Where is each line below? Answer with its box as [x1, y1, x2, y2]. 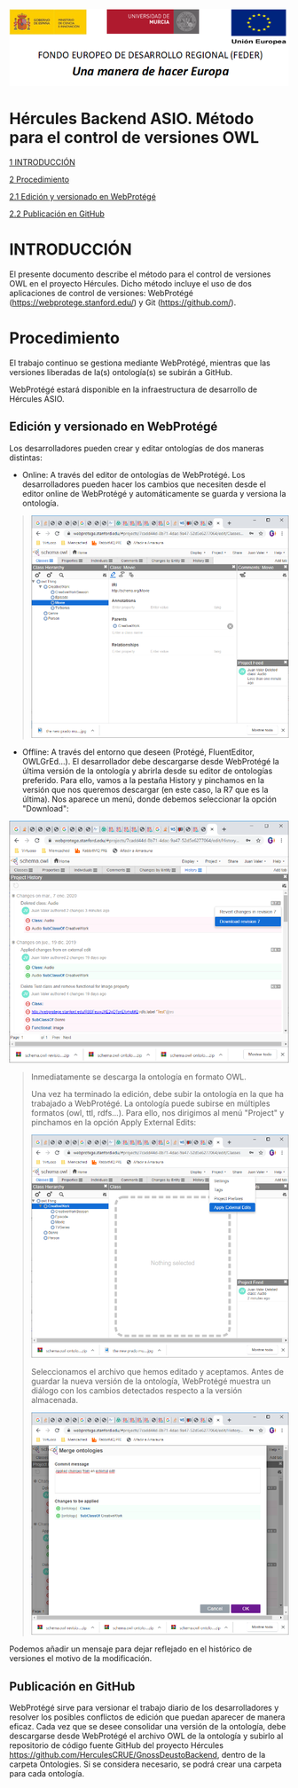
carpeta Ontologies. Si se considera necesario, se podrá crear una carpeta [9, 1759, 282, 1769]
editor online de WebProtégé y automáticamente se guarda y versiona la [21, 488, 286, 498]
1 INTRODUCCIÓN [9, 156, 75, 168]
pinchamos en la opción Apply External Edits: [30, 1117, 197, 1128]
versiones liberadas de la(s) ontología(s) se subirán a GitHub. [9, 366, 233, 377]
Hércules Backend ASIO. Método [9, 109, 255, 129]
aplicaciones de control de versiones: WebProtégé [9, 287, 193, 298]
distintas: [9, 452, 43, 463]
